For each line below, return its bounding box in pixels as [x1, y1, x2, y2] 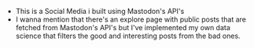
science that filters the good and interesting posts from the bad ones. [15, 31, 241, 40]
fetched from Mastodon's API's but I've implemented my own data [15, 23, 230, 32]
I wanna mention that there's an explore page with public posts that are [15, 15, 246, 24]
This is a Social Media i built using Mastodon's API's [15, 7, 185, 15]
